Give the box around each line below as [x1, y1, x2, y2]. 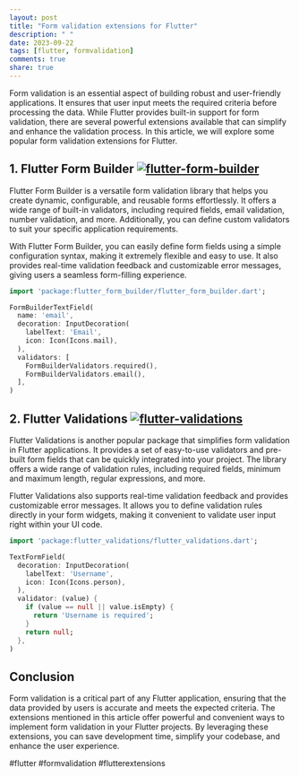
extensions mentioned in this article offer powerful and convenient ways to [9, 712, 285, 723]
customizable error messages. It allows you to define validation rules [9, 500, 262, 510]
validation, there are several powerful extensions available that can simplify [9, 116, 286, 126]
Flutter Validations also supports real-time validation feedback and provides [9, 491, 289, 501]
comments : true [9, 55, 66, 64]
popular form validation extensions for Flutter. [9, 135, 177, 146]
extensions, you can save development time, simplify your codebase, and [9, 731, 280, 742]
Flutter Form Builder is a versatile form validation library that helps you [9, 185, 269, 196]
